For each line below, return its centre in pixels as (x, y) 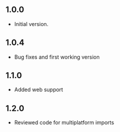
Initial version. (31, 24)
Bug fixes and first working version (57, 57)
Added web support (39, 90)
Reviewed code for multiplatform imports (64, 123)
